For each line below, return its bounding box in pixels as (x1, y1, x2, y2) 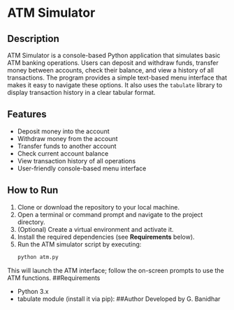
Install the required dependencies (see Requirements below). (17, 232, 195, 241)
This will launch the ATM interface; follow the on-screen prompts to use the (7, 266, 225, 274)
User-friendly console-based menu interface (17, 164, 147, 172)
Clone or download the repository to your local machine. (17, 202, 180, 211)
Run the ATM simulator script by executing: (17, 239, 142, 249)
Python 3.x (17, 287, 49, 295)
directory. (17, 218, 45, 226)
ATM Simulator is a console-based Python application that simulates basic (7, 51, 221, 59)
